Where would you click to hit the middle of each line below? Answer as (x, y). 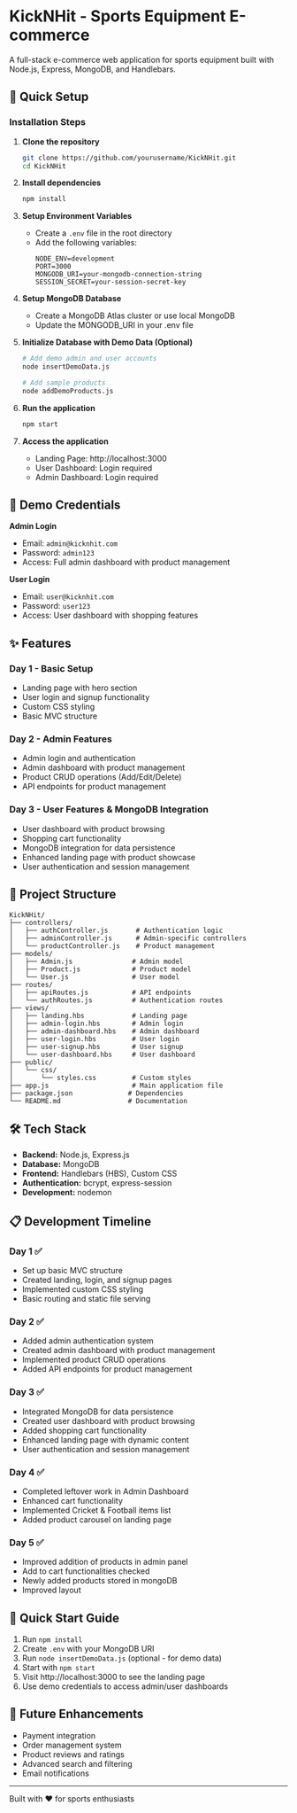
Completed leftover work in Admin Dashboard (105, 1491)
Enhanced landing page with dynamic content (106, 1440)
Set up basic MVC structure (72, 1271)
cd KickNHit (44, 166)
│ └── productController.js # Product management (112, 945)
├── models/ (31, 953)
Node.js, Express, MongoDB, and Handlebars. (93, 69)
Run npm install (52, 1639)
